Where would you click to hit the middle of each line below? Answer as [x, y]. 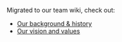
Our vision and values [48, 31]
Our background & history [54, 23]
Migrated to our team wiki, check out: [61, 10]
